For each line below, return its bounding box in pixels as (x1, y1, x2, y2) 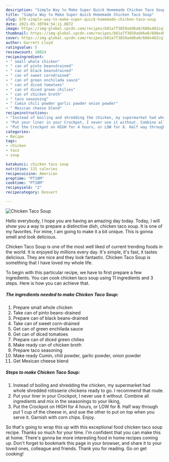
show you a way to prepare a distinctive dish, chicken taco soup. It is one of (6, 223, 162, 229)
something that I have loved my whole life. (6, 259, 93, 266)
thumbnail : (6, 31, 29, 36)
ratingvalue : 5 (6, 45, 38, 50)
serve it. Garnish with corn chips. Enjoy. (13, 414, 95, 420)
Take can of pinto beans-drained (13, 309, 81, 315)
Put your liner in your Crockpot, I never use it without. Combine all (13, 392, 149, 399)
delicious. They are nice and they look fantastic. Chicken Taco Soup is (6, 254, 151, 260)
